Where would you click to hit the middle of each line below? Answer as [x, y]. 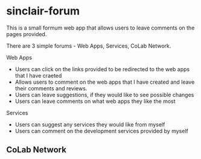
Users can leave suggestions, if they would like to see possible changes [104, 95]
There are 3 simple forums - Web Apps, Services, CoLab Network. [89, 46]
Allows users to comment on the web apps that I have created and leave [105, 82]
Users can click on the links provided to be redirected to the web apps [102, 69]
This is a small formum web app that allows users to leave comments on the [101, 28]
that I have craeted [38, 75]
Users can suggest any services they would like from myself [90, 124]
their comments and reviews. [51, 88]
